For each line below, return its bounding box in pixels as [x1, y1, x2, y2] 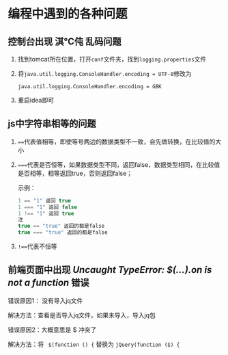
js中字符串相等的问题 [8, 118, 96, 130]
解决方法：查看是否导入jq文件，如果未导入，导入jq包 [8, 311, 156, 319]
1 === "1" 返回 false [17, 203, 78, 211]
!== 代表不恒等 [17, 242, 57, 250]
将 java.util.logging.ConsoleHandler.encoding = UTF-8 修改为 [17, 70, 192, 77]
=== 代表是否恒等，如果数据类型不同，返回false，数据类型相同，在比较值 [17, 160, 220, 168]
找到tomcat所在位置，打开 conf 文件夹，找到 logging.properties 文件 [17, 55, 207, 63]
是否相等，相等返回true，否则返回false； [17, 169, 132, 177]
